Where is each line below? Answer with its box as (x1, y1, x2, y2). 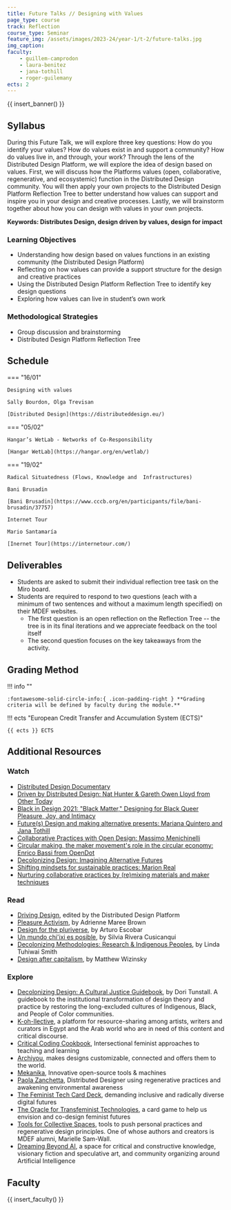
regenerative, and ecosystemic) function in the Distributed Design (7, 175, 194, 183)
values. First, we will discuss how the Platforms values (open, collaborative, (7, 167, 222, 176)
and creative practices (17, 272, 81, 281)
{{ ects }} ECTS (7, 727, 54, 734)
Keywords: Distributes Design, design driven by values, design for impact (7, 218, 223, 226)
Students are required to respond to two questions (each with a (17, 593, 197, 601)
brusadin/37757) (7, 504, 54, 512)
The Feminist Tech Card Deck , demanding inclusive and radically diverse (17, 1090, 224, 1099)
